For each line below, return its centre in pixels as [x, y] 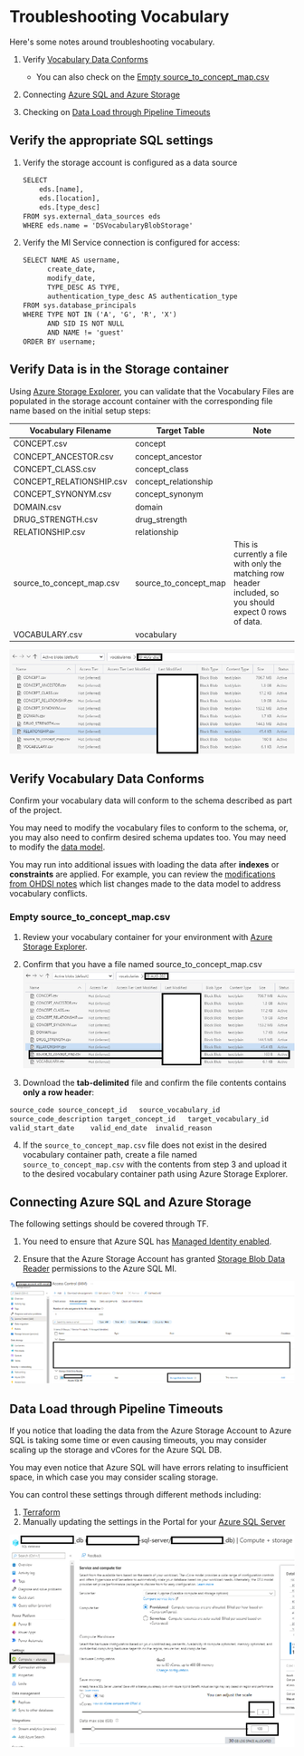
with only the [258, 564]
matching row [259, 574]
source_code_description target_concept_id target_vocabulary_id [139, 1119]
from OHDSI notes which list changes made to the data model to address [145, 884]
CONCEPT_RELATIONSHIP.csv [71, 481]
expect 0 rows [260, 612]
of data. [248, 622]
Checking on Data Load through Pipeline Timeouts [116, 112]
